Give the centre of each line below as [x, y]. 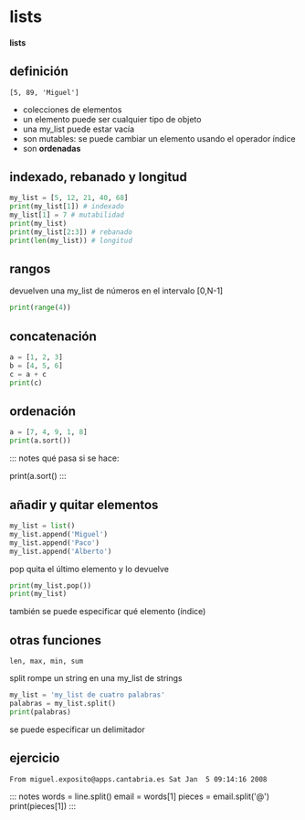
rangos [30, 269]
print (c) [26, 383]
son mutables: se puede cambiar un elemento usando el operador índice [159, 138]
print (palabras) [40, 712]
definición [39, 72]
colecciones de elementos [72, 109]
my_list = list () [42, 526]
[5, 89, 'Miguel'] [44, 92]
